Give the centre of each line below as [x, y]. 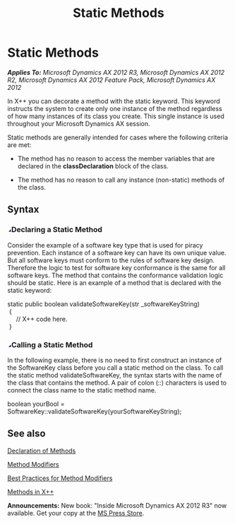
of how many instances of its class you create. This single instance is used [116, 116]
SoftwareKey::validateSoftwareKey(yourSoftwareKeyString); [95, 411]
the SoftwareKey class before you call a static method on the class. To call [115, 367]
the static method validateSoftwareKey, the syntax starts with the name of [115, 375]
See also [26, 434]
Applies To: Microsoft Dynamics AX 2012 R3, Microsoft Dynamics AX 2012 [116, 72]
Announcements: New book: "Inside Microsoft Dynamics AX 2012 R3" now [117, 505]
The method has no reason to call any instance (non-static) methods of [121, 180]
